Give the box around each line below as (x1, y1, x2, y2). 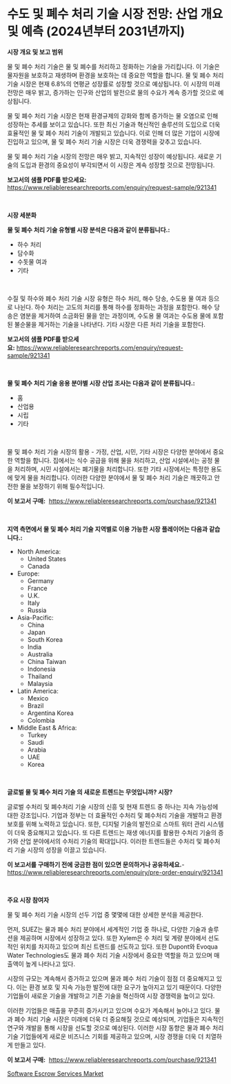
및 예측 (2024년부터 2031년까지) (7, 23, 185, 39)
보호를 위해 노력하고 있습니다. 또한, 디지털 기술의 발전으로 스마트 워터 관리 (7, 819, 205, 828)
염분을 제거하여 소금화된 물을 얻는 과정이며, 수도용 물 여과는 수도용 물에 (19, 312, 212, 320)
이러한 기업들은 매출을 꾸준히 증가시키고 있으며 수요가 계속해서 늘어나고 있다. (7, 1006, 214, 1014)
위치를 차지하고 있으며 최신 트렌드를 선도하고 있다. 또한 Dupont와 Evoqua (19, 942, 219, 951)
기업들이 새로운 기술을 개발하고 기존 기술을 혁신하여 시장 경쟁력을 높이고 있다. (7, 991, 215, 1000)
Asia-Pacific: (17, 613, 54, 622)
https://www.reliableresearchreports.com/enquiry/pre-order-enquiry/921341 (7, 868, 223, 876)
